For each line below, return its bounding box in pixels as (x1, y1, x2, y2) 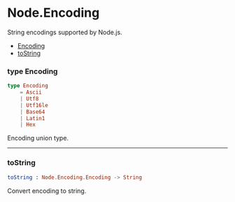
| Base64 (20, 108, 45, 115)
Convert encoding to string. (7, 187, 87, 195)
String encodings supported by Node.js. (7, 28, 122, 36)
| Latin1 (20, 115, 45, 122)
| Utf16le (20, 101, 49, 109)
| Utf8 (20, 95, 39, 102)
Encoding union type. (7, 134, 69, 143)
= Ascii (20, 89, 42, 96)
